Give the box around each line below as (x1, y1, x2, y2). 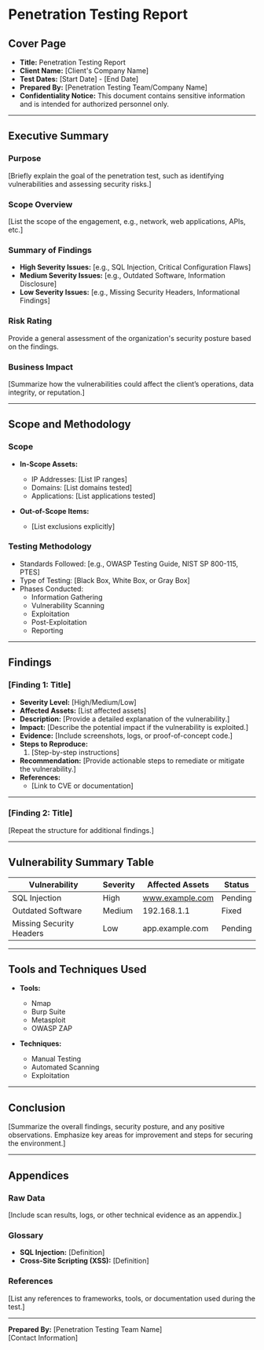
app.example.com (142, 923, 209, 934)
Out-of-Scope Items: (19, 506, 90, 515)
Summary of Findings (8, 244, 92, 255)
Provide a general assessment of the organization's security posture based (8, 333, 251, 343)
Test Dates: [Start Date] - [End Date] (19, 75, 139, 83)
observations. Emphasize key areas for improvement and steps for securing (8, 1130, 254, 1140)
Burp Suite (31, 1007, 66, 1017)
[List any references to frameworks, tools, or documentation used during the (8, 1293, 255, 1303)
